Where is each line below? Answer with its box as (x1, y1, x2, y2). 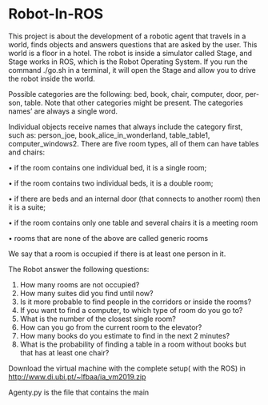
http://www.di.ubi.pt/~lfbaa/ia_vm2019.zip (8, 371, 146, 381)
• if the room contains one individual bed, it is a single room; (8, 162, 207, 172)
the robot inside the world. (8, 74, 96, 83)
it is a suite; (8, 202, 46, 212)
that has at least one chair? (19, 347, 110, 357)
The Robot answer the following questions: (8, 264, 150, 274)
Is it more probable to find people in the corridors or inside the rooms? (19, 297, 252, 307)
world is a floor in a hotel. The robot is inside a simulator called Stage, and (8, 48, 253, 58)
